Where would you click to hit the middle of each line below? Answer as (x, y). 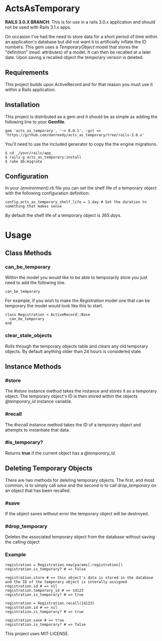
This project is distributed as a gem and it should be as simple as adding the (81, 116)
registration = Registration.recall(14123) (50, 603)
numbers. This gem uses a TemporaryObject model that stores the (72, 47)
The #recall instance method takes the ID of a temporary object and (73, 425)
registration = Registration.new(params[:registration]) (64, 565)
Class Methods (28, 253)
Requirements (27, 73)
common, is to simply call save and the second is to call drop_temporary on (81, 485)
